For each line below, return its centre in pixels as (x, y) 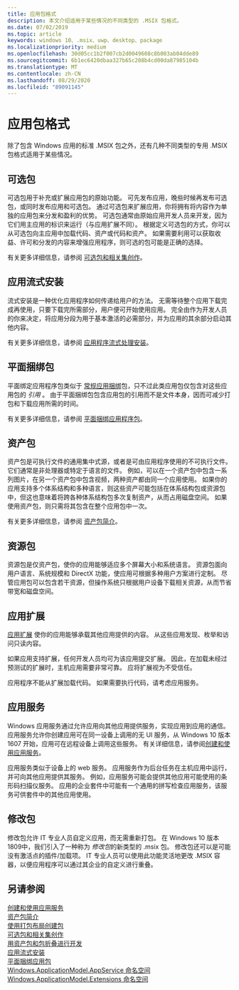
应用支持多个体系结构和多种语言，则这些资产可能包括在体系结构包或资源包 (116, 489)
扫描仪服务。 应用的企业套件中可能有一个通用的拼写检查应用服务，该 (120, 785)
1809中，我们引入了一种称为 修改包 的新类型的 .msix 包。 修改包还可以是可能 (119, 847)
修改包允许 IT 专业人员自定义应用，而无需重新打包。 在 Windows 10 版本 (113, 837)
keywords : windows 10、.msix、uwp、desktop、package (85, 41)
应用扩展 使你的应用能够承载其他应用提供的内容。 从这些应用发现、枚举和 (115, 635)
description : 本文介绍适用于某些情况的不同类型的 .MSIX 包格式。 (95, 21)
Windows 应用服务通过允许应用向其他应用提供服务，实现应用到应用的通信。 (118, 725)
